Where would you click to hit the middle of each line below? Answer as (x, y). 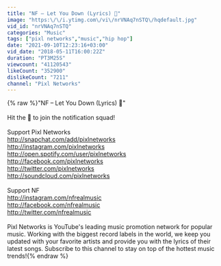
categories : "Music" (37, 33)
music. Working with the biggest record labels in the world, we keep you (109, 234)
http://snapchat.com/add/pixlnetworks (62, 140)
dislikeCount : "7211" (38, 77)
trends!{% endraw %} (38, 256)
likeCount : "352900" (37, 71)
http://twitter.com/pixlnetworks (51, 169)
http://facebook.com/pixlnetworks (55, 161)
